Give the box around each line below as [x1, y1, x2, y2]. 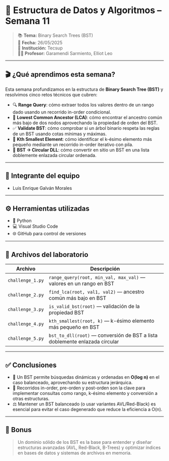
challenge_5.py [8, 336, 44, 341]
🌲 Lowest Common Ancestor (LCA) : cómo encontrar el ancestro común [12, 114, 162, 120]
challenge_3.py [8, 306, 44, 313]
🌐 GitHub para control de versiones [12, 231, 87, 237]
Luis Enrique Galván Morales [12, 185, 72, 191]
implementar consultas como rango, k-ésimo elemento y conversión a [12, 390, 157, 396]
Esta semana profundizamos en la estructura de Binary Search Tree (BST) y [5, 86, 163, 92]
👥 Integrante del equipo [5, 172, 80, 180]
